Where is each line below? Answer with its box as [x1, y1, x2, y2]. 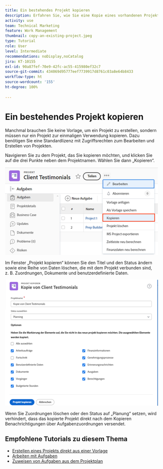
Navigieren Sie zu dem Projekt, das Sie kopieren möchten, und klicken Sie [5, 152, 153, 158]
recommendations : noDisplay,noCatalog [5, 54, 83, 59]
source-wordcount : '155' [5, 80, 55, 84]
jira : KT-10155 [5, 59, 36, 64]
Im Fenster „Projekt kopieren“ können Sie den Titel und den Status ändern [5, 260, 152, 266]
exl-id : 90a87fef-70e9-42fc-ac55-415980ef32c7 [5, 64, 101, 69]
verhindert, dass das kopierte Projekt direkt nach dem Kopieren [5, 416, 132, 421]
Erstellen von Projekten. [5, 143, 52, 149]
